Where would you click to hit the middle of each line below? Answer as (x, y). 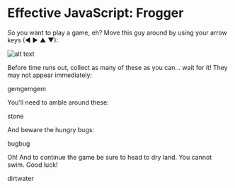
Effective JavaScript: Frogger (96, 13)
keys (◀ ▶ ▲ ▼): (33, 40)
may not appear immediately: (50, 75)
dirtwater (21, 178)
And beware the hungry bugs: (51, 129)
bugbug (19, 143)
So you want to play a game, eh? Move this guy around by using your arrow (117, 33)
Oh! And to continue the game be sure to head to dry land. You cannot (110, 157)
